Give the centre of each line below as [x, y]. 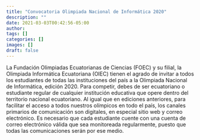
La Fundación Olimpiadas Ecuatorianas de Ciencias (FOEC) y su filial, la [94, 67]
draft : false [22, 51]
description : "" [26, 17]
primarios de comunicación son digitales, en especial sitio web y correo [95, 111]
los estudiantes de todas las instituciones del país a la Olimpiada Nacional [97, 80]
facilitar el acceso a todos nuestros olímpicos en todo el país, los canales [96, 105]
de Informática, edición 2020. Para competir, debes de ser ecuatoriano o [96, 86]
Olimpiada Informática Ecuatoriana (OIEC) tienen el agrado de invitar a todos [100, 74]
